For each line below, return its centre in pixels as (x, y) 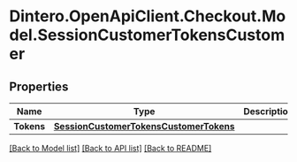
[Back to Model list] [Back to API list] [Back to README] (110, 148)
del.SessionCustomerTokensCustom (147, 35)
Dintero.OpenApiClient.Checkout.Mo (148, 16)
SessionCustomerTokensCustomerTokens (144, 126)
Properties (39, 86)
